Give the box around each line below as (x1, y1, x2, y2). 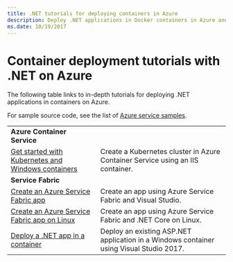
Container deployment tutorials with (7, 53, 221, 69)
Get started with (10, 147, 63, 157)
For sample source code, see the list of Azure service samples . (7, 112, 187, 120)
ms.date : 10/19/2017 (7, 23, 67, 30)
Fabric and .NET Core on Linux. (100, 216, 202, 225)
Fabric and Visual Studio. (100, 195, 182, 205)
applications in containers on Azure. (7, 98, 110, 106)
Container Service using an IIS (100, 155, 199, 165)
